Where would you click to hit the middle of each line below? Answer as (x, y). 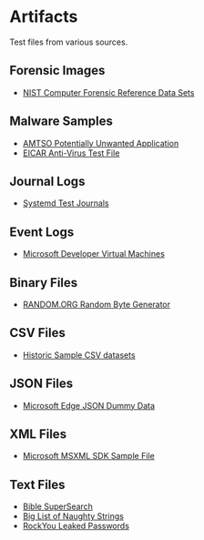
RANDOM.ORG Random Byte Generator (97, 304)
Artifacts (44, 17)
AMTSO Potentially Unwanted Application (101, 143)
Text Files (37, 484)
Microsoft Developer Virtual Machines (94, 254)
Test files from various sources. (69, 42)
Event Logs (42, 232)
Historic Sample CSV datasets (79, 355)
